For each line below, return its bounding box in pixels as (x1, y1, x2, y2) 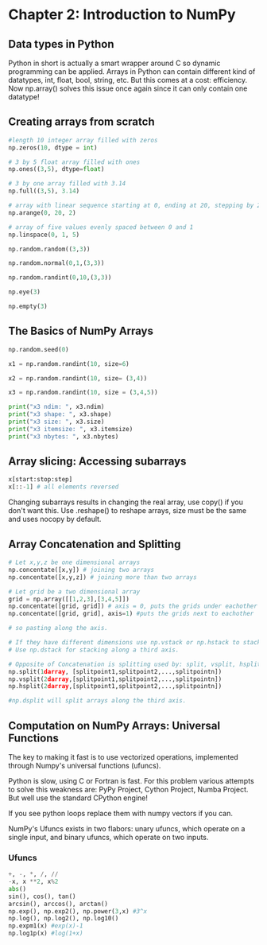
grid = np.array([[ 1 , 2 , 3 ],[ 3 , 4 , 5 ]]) (8, 595, 130, 603)
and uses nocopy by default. (8, 515, 102, 524)
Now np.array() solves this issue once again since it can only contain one (8, 84, 248, 93)
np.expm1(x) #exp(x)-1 (8, 922, 83, 930)
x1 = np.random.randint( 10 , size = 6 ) (8, 360, 130, 367)
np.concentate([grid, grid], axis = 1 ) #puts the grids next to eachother (8, 610, 254, 618)
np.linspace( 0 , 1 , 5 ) (8, 231, 80, 239)
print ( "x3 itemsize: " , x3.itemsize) (8, 425, 133, 433)
